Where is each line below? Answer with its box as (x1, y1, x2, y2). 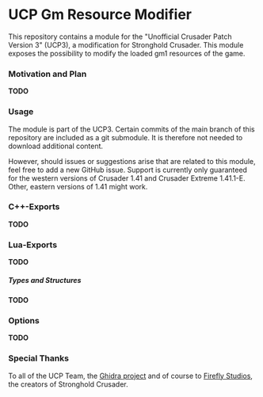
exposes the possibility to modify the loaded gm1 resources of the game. (8, 48, 246, 58)
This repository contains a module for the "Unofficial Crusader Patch (8, 32, 232, 41)
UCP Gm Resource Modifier (8, 6, 192, 24)
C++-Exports (8, 201, 60, 212)
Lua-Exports (8, 239, 58, 250)
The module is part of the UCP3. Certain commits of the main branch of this (8, 124, 255, 134)
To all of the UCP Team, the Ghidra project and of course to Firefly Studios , (8, 371, 253, 380)
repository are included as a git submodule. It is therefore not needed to (8, 132, 243, 142)
